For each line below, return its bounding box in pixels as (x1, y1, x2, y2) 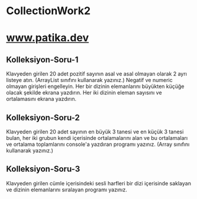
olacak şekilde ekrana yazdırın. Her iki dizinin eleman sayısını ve (6, 89, 162, 96)
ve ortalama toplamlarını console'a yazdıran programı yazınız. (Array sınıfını (6, 141, 190, 148)
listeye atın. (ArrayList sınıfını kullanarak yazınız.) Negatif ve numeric (6, 77, 173, 84)
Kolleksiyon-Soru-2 (6, 112, 80, 122)
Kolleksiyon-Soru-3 (6, 164, 80, 174)
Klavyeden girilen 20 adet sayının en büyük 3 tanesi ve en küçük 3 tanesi (6, 128, 184, 135)
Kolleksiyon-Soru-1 (6, 54, 79, 64)
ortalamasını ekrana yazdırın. (6, 96, 77, 103)
